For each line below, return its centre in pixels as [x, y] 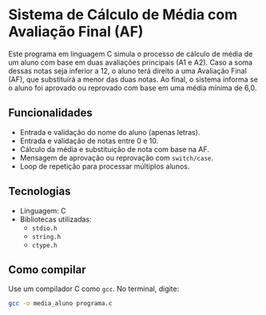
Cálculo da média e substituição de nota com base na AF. [115, 149]
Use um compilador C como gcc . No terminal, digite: [94, 289]
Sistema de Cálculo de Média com [123, 15]
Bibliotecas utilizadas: [56, 219]
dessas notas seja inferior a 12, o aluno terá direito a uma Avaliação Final [128, 70]
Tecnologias [40, 191]
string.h [46, 237]
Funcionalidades [51, 113]
